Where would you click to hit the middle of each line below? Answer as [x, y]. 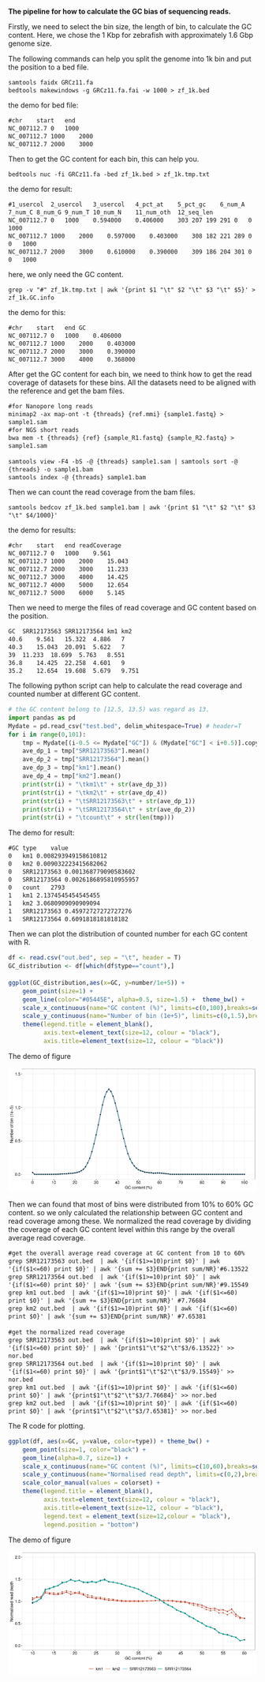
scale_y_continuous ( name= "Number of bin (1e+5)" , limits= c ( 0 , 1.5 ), [135, 1016]
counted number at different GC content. [74, 694]
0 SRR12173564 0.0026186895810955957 [74, 880]
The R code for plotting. [47, 1425]
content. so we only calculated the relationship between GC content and [125, 1212]
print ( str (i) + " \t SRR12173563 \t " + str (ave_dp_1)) [109, 801]
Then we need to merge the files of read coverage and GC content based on [132, 608]
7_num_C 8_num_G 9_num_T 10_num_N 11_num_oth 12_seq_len [111, 212]
